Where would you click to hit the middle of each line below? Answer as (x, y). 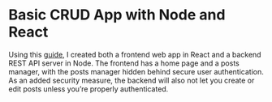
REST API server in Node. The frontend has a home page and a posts (124, 63)
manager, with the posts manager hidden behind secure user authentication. (136, 71)
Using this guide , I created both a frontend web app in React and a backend (135, 54)
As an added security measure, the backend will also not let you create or (132, 80)
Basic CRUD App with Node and (117, 15)
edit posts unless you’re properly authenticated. (89, 89)
